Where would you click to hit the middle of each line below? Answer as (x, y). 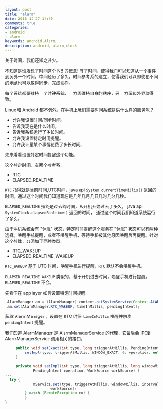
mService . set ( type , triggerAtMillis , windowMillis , (86, 384)
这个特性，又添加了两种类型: (33, 241)
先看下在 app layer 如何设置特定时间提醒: (46, 293)
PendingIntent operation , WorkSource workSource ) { (86, 371)
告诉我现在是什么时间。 (35, 126)
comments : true (20, 23)
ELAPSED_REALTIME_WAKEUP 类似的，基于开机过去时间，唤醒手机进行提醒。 (77, 276)
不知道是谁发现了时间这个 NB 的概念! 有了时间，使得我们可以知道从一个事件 (81, 71)
